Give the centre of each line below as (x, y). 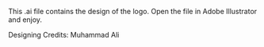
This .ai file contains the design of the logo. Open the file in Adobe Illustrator (133, 11)
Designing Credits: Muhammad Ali (64, 35)
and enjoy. (25, 20)
